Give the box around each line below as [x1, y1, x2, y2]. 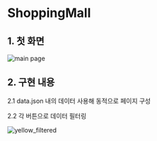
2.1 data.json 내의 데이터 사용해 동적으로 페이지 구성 [7, 96, 151, 105]
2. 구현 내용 [7, 77, 55, 89]
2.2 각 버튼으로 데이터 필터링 [7, 111, 87, 120]
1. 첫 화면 [7, 35, 45, 47]
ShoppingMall [7, 5, 91, 21]
